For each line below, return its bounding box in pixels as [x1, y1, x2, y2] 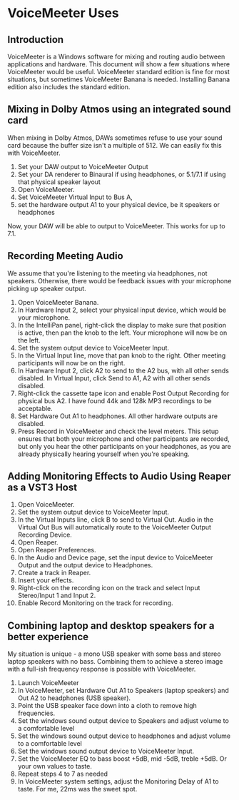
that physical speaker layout [17, 177, 101, 186]
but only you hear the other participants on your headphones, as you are [17, 442, 232, 450]
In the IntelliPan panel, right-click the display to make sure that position [17, 320, 227, 329]
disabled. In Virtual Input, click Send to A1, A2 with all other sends [17, 373, 210, 383]
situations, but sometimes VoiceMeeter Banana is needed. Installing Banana [7, 75, 230, 83]
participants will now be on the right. [17, 358, 126, 367]
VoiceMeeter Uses [7, 5, 119, 21]
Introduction [7, 34, 64, 46]
